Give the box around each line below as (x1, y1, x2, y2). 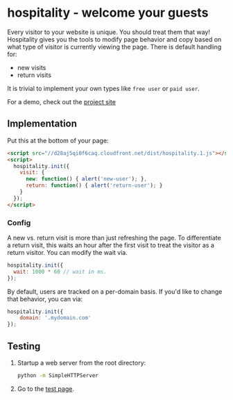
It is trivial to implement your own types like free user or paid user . (7, 84, 200, 92)
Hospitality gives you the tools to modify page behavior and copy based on (7, 35, 222, 43)
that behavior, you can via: (7, 294, 83, 303)
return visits (17, 71, 52, 79)
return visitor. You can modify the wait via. (7, 248, 128, 256)
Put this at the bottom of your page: (7, 136, 109, 144)
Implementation (7, 118, 78, 130)
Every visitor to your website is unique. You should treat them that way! (7, 28, 210, 36)
